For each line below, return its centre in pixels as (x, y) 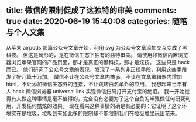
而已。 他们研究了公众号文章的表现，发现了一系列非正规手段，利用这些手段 (97, 69)
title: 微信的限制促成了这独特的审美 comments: (91, 11)
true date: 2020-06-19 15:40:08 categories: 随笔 (97, 21)
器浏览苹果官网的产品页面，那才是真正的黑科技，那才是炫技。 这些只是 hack (98, 62)
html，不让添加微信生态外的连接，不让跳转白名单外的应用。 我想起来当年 (94, 84)
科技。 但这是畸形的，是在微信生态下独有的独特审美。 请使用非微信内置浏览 (97, 55)
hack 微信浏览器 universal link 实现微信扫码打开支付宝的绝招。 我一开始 (99, 91)
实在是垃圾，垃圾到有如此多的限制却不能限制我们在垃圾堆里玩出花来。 (95, 113)
